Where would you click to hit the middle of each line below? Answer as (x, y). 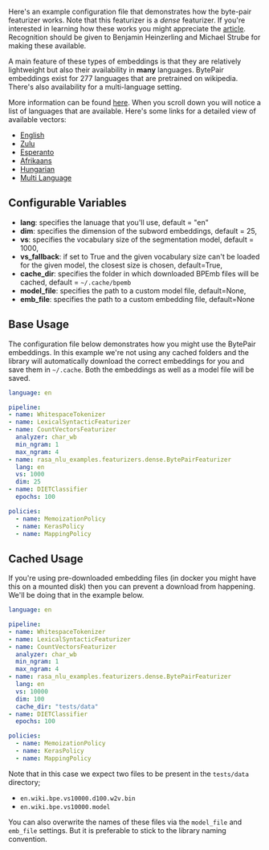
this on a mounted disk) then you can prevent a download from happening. (132, 586)
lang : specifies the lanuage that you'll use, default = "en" (114, 222)
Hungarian (37, 169)
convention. (28, 839)
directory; (24, 782)
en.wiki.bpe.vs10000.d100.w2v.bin (77, 799)
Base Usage (39, 325)
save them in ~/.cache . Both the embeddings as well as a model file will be (131, 370)
